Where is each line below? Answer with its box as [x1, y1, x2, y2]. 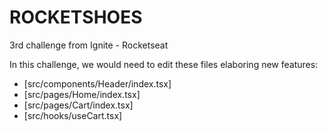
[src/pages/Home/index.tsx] [23, 88, 141, 100]
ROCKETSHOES [9, 6, 143, 29]
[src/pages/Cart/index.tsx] [23, 99, 134, 111]
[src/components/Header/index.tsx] [23, 77, 172, 90]
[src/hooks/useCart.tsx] [23, 109, 123, 121]
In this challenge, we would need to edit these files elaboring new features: [9, 58, 319, 70]
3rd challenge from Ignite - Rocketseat [9, 39, 169, 51]
